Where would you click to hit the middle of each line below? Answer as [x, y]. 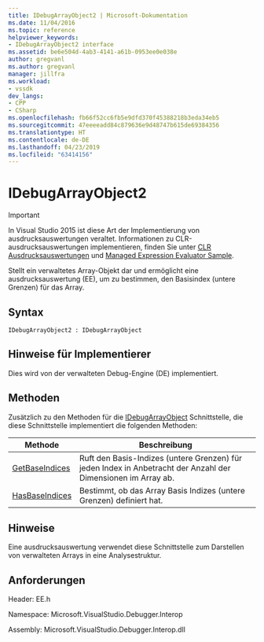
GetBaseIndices [41, 467]
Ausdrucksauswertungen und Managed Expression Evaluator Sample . [121, 256]
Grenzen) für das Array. [46, 287]
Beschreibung [165, 445]
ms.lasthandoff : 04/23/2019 [54, 147]
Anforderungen [47, 580]
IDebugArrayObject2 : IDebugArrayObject [75, 330]
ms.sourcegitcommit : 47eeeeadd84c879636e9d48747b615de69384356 [114, 125]
